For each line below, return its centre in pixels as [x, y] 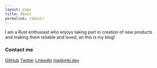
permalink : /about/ [25, 18]
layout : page [18, 9]
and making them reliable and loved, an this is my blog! [60, 37]
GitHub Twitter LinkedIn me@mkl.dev [42, 60]
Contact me [19, 50]
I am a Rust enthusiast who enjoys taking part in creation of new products [79, 32]
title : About [18, 14]
